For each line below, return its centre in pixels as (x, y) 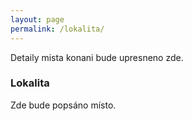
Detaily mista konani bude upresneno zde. (97, 57)
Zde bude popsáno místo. (63, 105)
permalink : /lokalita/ (57, 29)
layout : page (37, 19)
